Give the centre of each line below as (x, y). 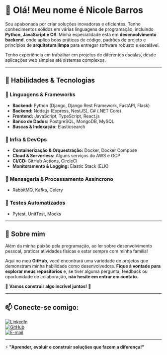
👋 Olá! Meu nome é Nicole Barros (74, 10)
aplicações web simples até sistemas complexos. (55, 60)
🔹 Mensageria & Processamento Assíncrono (59, 179)
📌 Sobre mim (25, 234)
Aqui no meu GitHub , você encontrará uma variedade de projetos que (77, 261)
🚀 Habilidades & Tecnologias (50, 80)
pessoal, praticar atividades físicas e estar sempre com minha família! (77, 251)
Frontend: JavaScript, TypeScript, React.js (56, 116)
